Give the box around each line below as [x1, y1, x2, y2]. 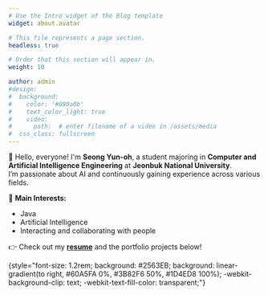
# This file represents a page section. [8, 34, 146, 42]
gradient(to [8, 269, 46, 278]
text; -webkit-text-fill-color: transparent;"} [67, 278, 206, 287]
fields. [8, 178, 30, 187]
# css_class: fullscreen [8, 130, 95, 138]
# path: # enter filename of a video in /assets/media [8, 122, 217, 131]
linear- [216, 260, 238, 270]
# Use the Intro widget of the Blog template [8, 11, 163, 20]
